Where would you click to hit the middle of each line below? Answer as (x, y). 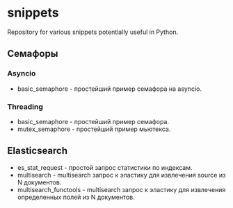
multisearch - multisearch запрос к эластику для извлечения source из (121, 175)
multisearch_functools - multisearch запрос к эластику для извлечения (121, 189)
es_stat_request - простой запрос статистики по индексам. (105, 167)
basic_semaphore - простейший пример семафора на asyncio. (109, 89)
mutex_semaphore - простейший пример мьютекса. (94, 129)
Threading (25, 107)
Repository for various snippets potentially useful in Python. (93, 32)
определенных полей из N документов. (76, 197)
